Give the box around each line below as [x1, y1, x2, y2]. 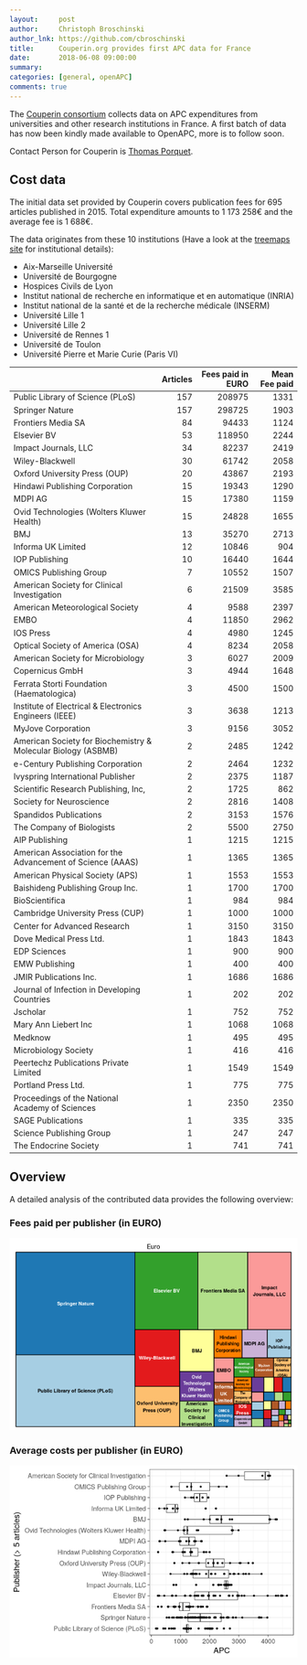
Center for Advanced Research [13, 920, 131, 932]
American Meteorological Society [13, 602, 139, 613]
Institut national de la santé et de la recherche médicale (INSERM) [22, 300, 270, 311]
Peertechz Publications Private [13, 1057, 130, 1069]
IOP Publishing [13, 554, 69, 565]
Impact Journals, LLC [13, 443, 94, 454]
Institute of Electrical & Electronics [13, 700, 143, 711]
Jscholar [13, 1007, 47, 1018]
